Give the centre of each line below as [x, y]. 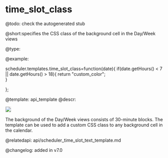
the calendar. [19, 130]
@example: [17, 59]
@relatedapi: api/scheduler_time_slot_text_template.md [63, 140]
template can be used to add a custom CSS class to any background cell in [84, 125]
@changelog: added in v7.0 [34, 150]
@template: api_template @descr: [41, 99]
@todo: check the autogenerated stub [45, 24]
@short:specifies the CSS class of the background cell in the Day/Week [80, 33]
